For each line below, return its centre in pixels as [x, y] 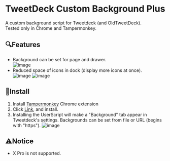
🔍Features [23, 45]
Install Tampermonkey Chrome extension [56, 104]
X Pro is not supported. [37, 153]
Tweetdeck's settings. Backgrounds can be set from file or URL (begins [87, 120]
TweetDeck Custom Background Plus [85, 9]
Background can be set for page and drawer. [59, 59]
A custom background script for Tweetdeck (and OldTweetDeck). [74, 23]
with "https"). [27, 125]
